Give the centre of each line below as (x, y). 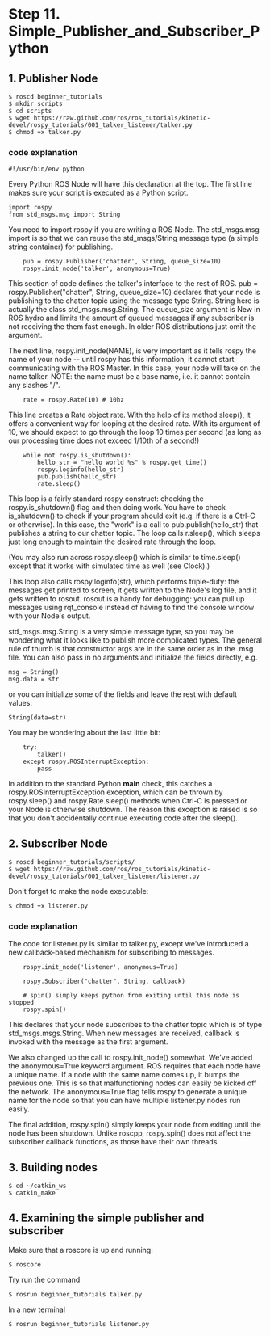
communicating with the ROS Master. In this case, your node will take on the (135, 368)
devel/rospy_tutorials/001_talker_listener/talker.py (101, 125)
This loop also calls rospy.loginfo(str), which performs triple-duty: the (124, 582)
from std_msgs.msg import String (64, 215)
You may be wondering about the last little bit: (85, 733)
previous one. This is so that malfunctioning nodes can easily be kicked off (133, 1083)
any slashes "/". (34, 386)
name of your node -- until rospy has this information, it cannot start (121, 360)
